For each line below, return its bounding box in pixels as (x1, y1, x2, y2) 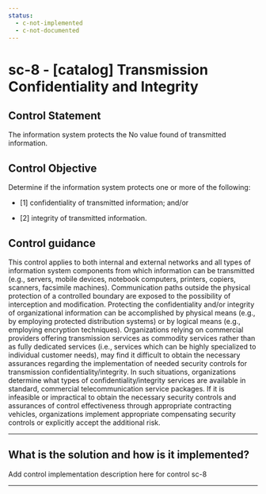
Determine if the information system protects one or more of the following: (8, 183, 251, 192)
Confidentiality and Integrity (8, 77, 199, 95)
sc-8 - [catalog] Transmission (8, 60, 208, 79)
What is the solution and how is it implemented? (8, 448, 249, 461)
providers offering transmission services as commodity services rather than (8, 334, 256, 342)
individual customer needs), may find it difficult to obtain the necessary (8, 350, 241, 360)
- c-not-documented (15, 26, 80, 34)
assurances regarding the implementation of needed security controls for (8, 359, 248, 368)
